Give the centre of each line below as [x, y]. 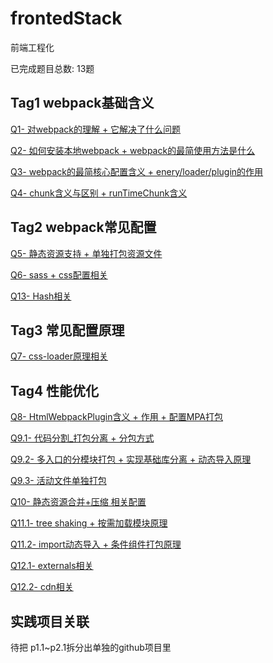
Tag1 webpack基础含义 [82, 103]
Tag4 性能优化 [55, 390]
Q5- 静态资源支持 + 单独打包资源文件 [86, 253]
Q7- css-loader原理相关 [59, 356]
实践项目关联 [50, 621]
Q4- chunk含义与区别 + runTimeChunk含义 [99, 193]
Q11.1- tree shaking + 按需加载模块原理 [89, 523]
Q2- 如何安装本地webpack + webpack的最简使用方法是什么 [133, 150]
